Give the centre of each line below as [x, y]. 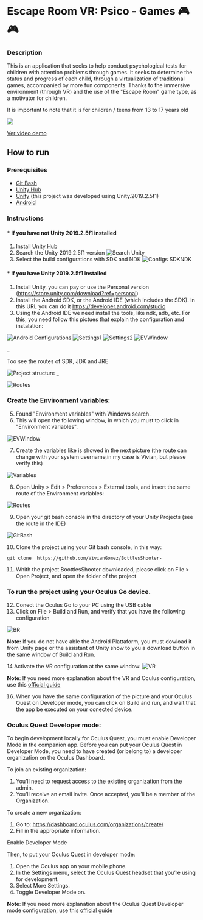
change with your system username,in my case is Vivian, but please [101, 456]
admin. [24, 788]
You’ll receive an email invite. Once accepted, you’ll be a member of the [105, 794]
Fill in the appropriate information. [58, 831]
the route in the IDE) [41, 523]
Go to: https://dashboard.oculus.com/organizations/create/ [90, 824]
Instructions [26, 218]
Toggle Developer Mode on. [50, 892]
